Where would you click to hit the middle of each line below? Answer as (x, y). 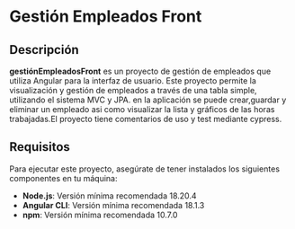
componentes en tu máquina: (63, 178)
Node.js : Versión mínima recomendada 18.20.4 (109, 196)
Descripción (44, 50)
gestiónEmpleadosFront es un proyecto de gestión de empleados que (140, 71)
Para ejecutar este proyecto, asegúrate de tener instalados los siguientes (145, 169)
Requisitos (40, 147)
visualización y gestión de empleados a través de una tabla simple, (134, 90)
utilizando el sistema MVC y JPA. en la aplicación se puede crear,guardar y (148, 100)
